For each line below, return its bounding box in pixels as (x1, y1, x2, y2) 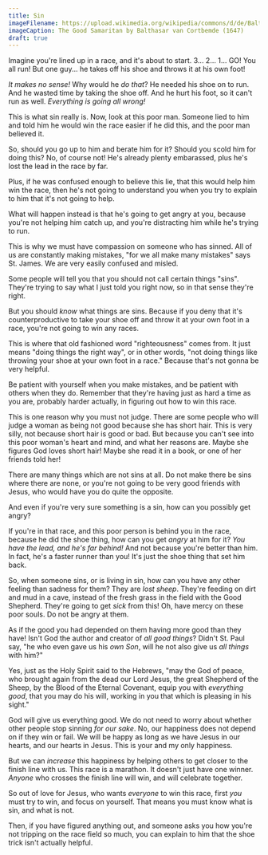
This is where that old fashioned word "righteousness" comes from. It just (8, 339, 251, 349)
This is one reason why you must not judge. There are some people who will (8, 412, 259, 422)
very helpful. (8, 364, 50, 374)
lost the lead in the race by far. (8, 161, 108, 171)
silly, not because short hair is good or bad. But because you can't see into (8, 429, 254, 439)
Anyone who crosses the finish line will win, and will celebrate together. (8, 773, 243, 782)
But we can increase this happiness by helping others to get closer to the (8, 756, 249, 766)
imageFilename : (8, 19, 59, 27)
